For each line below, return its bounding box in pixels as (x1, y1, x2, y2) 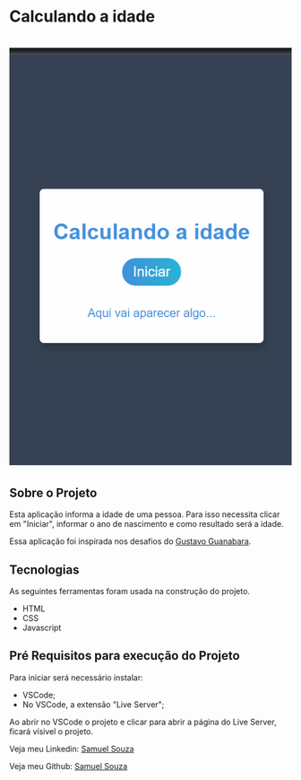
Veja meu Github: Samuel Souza (9, 760, 128, 771)
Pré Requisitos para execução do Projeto (9, 648, 240, 663)
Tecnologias (9, 562, 80, 577)
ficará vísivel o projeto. (9, 725, 94, 737)
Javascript (21, 622, 62, 633)
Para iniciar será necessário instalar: (9, 671, 143, 683)
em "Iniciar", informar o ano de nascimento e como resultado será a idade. (9, 519, 284, 530)
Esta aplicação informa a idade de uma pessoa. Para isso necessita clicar (9, 509, 280, 520)
